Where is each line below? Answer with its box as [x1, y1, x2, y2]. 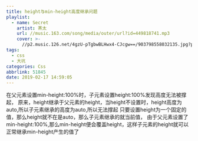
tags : [6, 47, 19, 53]
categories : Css [6, 63, 46, 70]
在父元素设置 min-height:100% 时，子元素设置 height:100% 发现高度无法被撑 [6, 91, 187, 99]
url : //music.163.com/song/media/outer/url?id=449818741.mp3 [16, 31, 170, 37]
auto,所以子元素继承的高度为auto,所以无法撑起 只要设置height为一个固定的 [6, 106, 187, 113]
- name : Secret [11, 19, 49, 25]
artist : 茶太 [16, 25, 47, 31]
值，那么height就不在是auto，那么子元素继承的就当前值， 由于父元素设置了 [6, 113, 189, 121]
